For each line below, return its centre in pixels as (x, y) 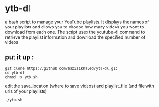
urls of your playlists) (26, 91)
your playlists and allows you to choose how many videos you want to (74, 27)
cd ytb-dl (15, 73)
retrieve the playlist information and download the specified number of (75, 37)
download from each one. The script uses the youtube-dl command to (75, 32)
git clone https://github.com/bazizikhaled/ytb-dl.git (61, 68)
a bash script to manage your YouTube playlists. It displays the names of (77, 22)
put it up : (20, 58)
